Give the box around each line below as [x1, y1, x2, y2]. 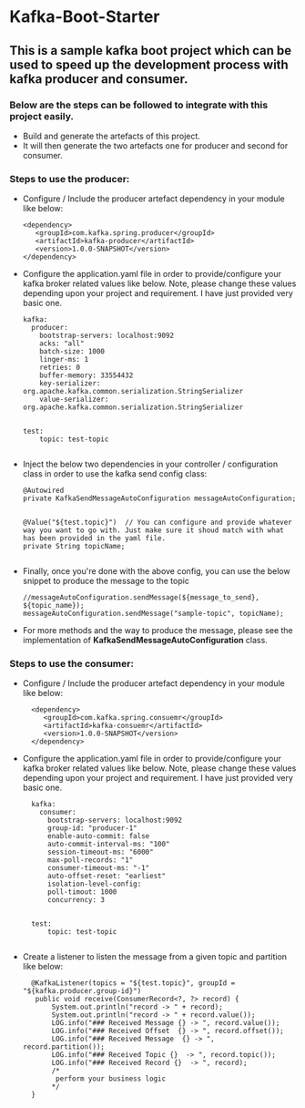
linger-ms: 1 [39, 355, 89, 364]
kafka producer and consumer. [9, 71, 188, 87]
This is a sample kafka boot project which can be [9, 43, 292, 58]
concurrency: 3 [46, 896, 105, 905]
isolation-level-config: [46, 879, 142, 889]
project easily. [9, 109, 75, 122]
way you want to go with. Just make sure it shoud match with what [22, 526, 284, 535]
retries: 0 [39, 363, 81, 373]
